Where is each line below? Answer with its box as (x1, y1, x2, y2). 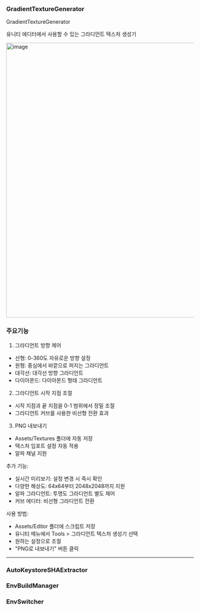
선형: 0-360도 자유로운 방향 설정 (14, 354, 91, 362)
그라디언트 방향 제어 (14, 341, 61, 348)
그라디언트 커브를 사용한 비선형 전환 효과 (14, 409, 109, 416)
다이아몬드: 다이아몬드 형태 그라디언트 (14, 376, 103, 384)
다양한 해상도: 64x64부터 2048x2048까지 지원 (14, 482, 126, 490)
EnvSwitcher (6, 597, 44, 606)
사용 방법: (6, 510, 29, 517)
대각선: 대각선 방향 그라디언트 (14, 369, 84, 376)
